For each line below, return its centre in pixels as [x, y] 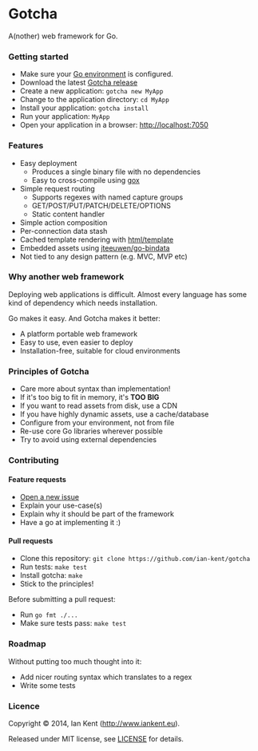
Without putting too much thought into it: [75, 661]
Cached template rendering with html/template [97, 239]
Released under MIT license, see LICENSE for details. [96, 739]
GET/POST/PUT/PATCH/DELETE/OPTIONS [101, 205]
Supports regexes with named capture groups [107, 197]
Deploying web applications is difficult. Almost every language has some [128, 294]
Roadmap [27, 644]
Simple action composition [64, 222]
